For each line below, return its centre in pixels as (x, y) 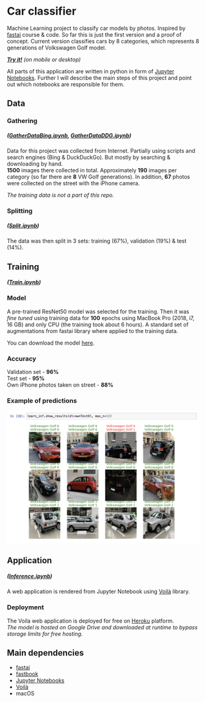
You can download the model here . (51, 343)
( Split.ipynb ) (23, 225)
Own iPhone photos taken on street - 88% (60, 385)
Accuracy (22, 359)
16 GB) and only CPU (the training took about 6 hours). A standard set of (98, 324)
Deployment (26, 607)
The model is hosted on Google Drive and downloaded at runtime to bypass (102, 627)
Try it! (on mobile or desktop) (44, 59)
